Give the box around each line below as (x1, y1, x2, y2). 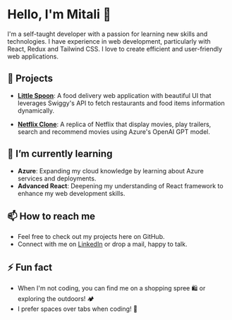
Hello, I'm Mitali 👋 (7, 6, 111, 23)
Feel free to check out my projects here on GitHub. (17, 233, 165, 241)
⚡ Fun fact (7, 261, 53, 273)
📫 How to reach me (7, 210, 96, 222)
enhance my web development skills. (17, 189, 126, 197)
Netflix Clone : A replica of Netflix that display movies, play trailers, (17, 120, 212, 128)
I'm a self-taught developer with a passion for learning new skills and (7, 30, 208, 38)
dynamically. (17, 106, 55, 115)
